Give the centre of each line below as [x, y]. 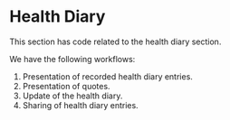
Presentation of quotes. [66, 86]
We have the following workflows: [72, 59]
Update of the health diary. [72, 96]
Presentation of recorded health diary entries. [107, 76]
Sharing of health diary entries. [80, 105]
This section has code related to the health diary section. [115, 42]
